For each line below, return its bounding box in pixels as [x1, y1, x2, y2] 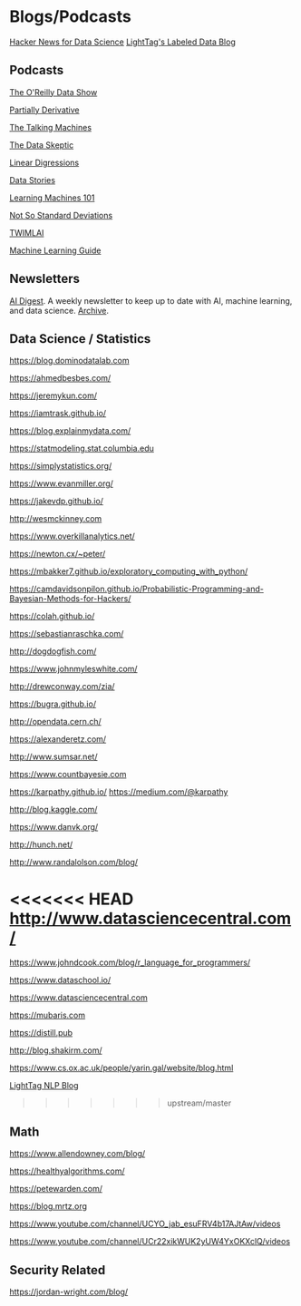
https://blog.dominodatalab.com [9, 356, 130, 366]
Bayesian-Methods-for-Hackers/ [9, 593, 131, 604]
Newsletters [9, 271, 80, 287]
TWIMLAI [9, 227, 44, 238]
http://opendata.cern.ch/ [9, 716, 102, 727]
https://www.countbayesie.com [9, 769, 127, 780]
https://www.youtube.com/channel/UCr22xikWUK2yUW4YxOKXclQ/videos [9, 1236, 291, 1247]
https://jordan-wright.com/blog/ [9, 1286, 129, 1297]
